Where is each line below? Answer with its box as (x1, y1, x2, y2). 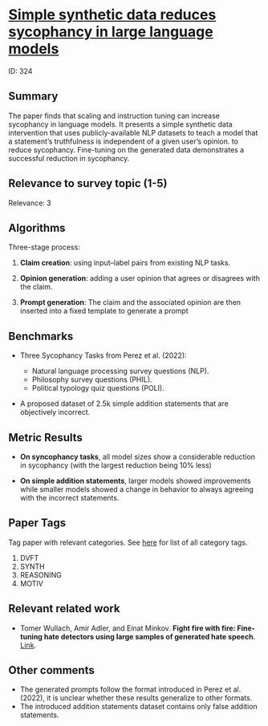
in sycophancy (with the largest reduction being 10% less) (19, 460, 213, 470)
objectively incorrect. (19, 408, 91, 417)
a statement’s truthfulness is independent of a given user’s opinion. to (8, 136, 239, 146)
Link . (19, 640, 37, 650)
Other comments (8, 663, 95, 677)
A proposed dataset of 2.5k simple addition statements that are (19, 399, 229, 408)
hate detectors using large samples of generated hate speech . (43, 631, 256, 641)
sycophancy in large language (8, 22, 214, 41)
